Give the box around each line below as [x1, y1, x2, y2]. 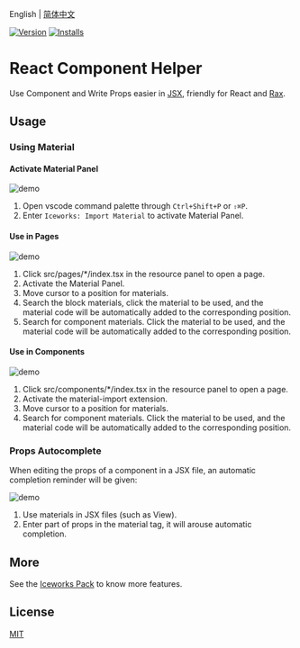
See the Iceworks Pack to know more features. [9, 578, 183, 589]
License [9, 605, 55, 620]
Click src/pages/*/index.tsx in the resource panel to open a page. [22, 268, 266, 279]
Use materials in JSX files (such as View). [22, 509, 177, 520]
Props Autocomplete [9, 445, 102, 457]
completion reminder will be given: [9, 474, 138, 485]
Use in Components [9, 346, 86, 357]
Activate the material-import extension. [22, 393, 168, 404]
